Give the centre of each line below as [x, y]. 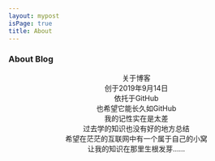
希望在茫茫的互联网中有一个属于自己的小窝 [136, 138]
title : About [30, 31]
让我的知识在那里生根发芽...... [136, 148]
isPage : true [30, 23]
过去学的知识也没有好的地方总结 [136, 128]
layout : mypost [34, 16]
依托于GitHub [136, 98]
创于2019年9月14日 [136, 88]
